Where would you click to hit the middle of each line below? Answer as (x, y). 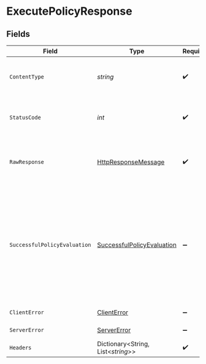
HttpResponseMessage (131, 162)
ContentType (27, 77)
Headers (21, 348)
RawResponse (27, 162)
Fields (18, 34)
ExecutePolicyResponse (70, 11)
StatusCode (25, 118)
